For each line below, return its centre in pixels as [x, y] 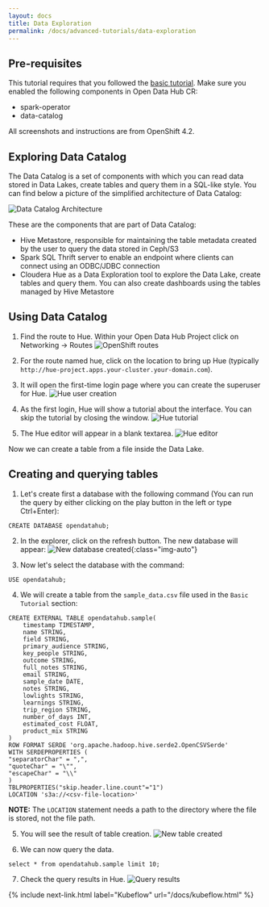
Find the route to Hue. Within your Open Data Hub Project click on [129, 336]
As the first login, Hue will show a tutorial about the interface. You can [136, 409]
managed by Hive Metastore [67, 292]
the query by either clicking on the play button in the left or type [126, 502]
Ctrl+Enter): [39, 511]
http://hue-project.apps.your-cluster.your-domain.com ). [116, 369]
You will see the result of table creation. [85, 834]
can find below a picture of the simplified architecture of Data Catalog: [125, 193]
